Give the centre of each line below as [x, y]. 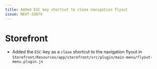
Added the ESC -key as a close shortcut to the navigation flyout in [77, 52]
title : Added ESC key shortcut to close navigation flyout [67, 10]
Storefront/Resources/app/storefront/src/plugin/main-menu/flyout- [82, 57]
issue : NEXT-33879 [24, 14]
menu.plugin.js [28, 62]
